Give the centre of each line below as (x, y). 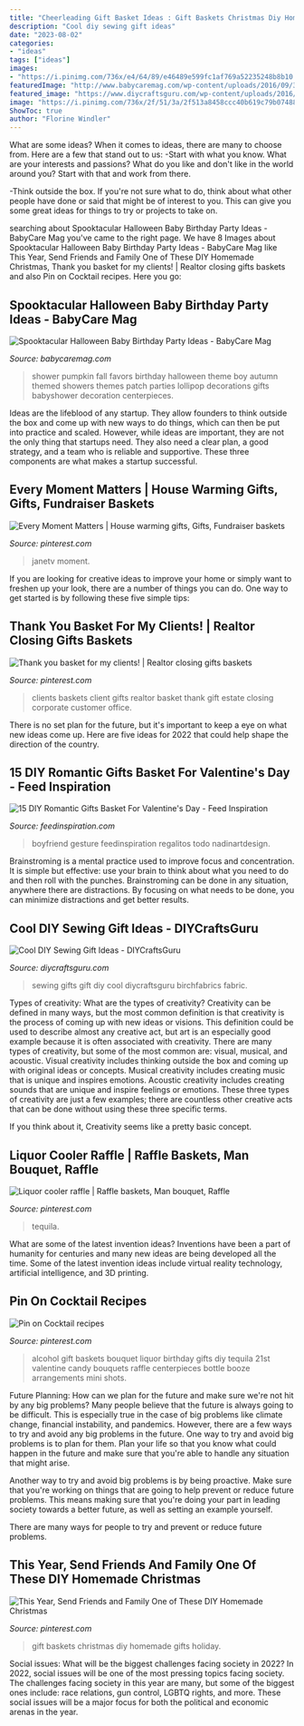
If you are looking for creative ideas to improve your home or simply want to (151, 578)
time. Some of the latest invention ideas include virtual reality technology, (146, 1263)
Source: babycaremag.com (60, 358)
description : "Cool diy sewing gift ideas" (93, 26)
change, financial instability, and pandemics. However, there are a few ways (151, 1424)
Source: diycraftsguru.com (59, 968)
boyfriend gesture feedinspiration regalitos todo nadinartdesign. (151, 844)
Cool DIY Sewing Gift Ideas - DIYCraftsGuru (134, 928)
